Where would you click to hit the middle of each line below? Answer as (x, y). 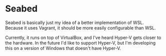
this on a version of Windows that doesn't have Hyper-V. (63, 48)
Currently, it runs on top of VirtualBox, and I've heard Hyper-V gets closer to (83, 37)
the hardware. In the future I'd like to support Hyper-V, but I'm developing (81, 42)
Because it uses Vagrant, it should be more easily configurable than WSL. (81, 27)
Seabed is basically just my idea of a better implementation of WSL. (75, 22)
